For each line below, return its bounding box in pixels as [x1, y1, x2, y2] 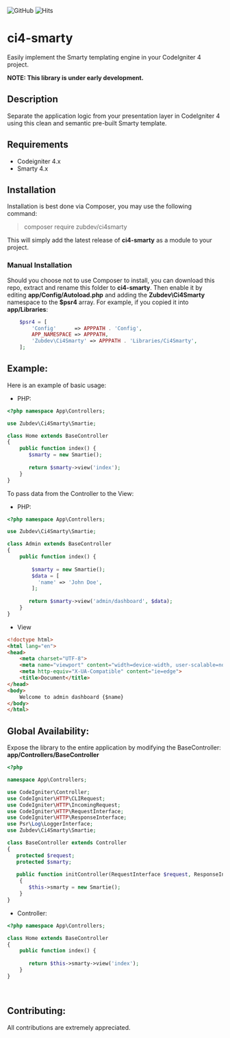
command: [7, 210, 38, 218]
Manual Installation [7, 260, 73, 270]
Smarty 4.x [16, 164, 49, 173]
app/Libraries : [7, 305, 49, 313]
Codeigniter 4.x [16, 157, 61, 165]
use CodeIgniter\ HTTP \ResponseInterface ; [7, 814, 127, 821]
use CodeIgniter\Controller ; [7, 789, 90, 795]
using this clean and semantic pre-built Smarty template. [7, 119, 167, 127]
